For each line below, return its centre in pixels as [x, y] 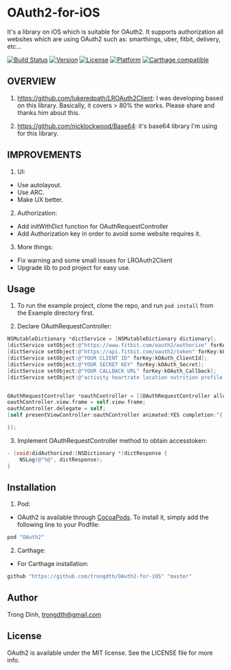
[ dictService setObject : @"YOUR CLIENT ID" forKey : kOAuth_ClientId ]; [107, 358]
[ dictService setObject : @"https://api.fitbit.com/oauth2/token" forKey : [113, 352]
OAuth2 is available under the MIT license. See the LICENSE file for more [110, 653]
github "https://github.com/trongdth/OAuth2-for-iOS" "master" [100, 576]
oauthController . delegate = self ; [57, 409]
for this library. [38, 133]
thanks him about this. [48, 112]
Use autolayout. [39, 185]
